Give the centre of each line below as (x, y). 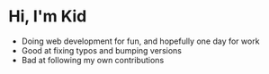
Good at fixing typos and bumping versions (101, 50)
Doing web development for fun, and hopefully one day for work (140, 41)
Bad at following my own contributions (93, 60)
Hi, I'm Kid (48, 16)
